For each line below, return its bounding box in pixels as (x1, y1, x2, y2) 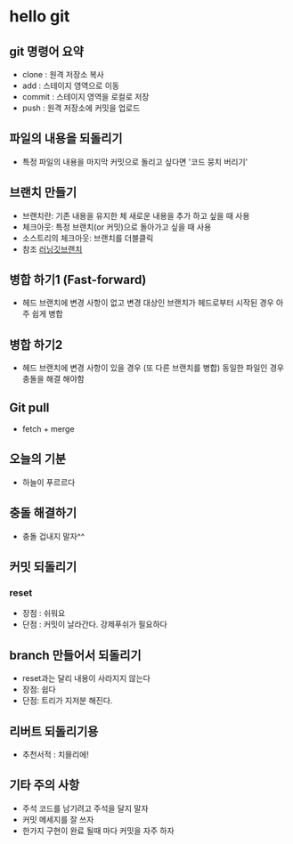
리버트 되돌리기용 (9, 724, 99, 739)
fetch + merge (21, 424, 75, 434)
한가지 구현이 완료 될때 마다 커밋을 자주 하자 (21, 825, 175, 836)
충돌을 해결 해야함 (21, 374, 85, 385)
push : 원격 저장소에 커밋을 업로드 (21, 102, 141, 113)
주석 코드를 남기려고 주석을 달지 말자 (21, 803, 149, 814)
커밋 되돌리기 (9, 559, 77, 575)
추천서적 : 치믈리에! (21, 750, 89, 759)
